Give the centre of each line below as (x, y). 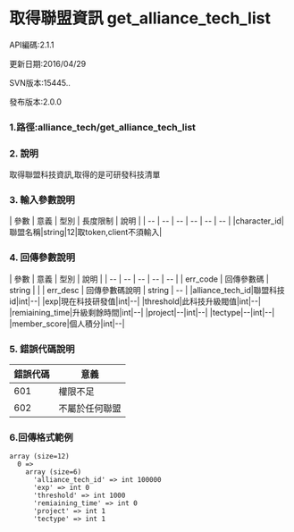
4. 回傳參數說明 (42, 258)
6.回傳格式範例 (41, 437)
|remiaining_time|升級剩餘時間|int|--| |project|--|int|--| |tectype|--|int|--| (142, 312)
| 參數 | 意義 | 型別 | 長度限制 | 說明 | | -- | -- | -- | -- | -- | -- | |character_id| (147, 221)
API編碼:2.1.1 (32, 45)
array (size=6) (54, 472)
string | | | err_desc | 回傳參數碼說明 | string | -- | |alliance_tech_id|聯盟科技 (147, 290)
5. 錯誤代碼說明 (42, 349)
